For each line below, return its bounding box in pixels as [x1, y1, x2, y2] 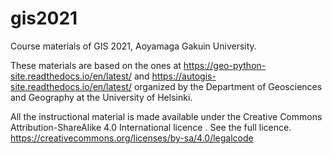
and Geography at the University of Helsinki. [10, 91, 193, 103]
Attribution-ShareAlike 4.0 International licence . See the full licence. [10, 121, 292, 133]
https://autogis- [151, 70, 217, 82]
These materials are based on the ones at [10, 59, 182, 71]
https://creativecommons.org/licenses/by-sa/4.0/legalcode [10, 132, 254, 144]
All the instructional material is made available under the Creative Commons [10, 110, 323, 122]
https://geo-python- [183, 59, 267, 71]
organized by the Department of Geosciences [133, 80, 323, 92]
